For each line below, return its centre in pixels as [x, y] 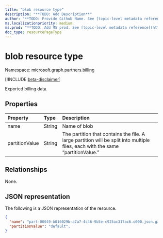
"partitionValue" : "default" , [40, 227]
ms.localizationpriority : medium [39, 23]
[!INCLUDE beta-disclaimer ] [33, 79]
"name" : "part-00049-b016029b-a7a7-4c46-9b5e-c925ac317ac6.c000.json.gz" [85, 222]
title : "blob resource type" [34, 10]
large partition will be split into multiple [106, 140]
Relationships [26, 169]
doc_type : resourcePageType [33, 32]
